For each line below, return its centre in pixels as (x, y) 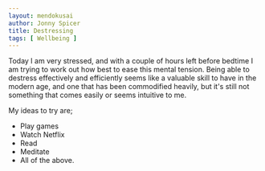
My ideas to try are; (41, 111)
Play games (39, 126)
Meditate (35, 152)
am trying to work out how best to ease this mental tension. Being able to (129, 70)
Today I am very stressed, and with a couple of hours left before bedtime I (131, 61)
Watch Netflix (42, 135)
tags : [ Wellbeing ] (43, 38)
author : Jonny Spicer (45, 23)
